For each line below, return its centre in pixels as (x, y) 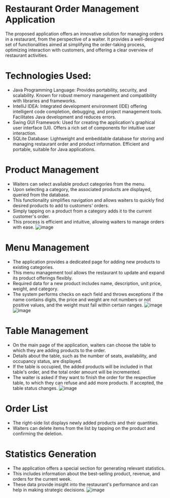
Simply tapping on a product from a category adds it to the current (82, 211)
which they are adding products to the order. (59, 350)
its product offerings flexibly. (43, 278)
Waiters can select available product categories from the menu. (79, 184)
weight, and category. (35, 289)
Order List (27, 408)
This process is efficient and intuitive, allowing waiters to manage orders (88, 222)
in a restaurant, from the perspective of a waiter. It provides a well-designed (85, 39)
